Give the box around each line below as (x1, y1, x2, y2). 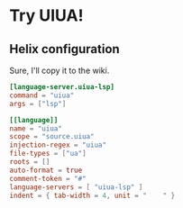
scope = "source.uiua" (9, 132, 95, 141)
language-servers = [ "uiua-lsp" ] (9, 182, 143, 192)
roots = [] (9, 158, 50, 167)
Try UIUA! (9, 5, 84, 26)
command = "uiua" (9, 91, 75, 100)
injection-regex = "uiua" (9, 140, 106, 149)
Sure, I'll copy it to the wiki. (9, 65, 110, 76)
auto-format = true (9, 166, 83, 175)
